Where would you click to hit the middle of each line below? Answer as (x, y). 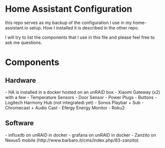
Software (19, 123)
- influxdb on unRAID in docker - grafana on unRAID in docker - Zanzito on (81, 135)
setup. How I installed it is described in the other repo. (84, 27)
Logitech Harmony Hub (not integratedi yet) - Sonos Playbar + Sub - (74, 102)
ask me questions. (24, 42)
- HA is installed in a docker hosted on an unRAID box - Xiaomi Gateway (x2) (83, 92)
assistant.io (17, 27)
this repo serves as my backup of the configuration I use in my (68, 23)
